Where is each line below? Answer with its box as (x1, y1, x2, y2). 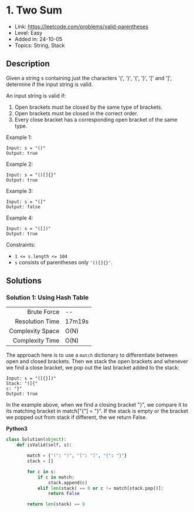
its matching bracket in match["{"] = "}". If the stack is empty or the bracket (6, 407, 189, 415)
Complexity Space (9, 327, 60, 335)
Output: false (6, 204, 41, 210)
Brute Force (27, 308, 60, 316)
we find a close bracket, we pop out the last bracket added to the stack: (6, 364, 180, 371)
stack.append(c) (47, 480, 88, 486)
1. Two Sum (6, 4, 63, 17)
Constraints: (6, 241, 36, 248)
